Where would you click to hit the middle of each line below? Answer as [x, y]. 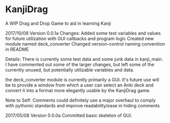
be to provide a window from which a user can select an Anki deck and [79, 85]
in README [17, 49]
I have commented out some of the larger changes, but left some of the [80, 64]
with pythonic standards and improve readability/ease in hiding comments [82, 105]
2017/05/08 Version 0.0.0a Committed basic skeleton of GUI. [69, 115]
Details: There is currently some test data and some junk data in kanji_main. [84, 59]
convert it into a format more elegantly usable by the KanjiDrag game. [78, 90]
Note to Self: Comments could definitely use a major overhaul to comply [80, 100]
